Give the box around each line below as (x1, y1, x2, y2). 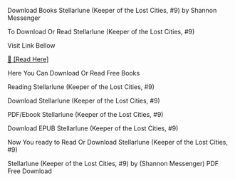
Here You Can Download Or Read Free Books (7, 69, 140, 77)
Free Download (7, 167, 52, 175)
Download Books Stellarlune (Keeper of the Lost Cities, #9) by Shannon (7, 6, 217, 14)
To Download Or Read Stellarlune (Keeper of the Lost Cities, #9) (7, 28, 195, 36)
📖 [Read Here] (7, 55, 49, 63)
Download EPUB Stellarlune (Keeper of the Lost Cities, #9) (7, 124, 179, 133)
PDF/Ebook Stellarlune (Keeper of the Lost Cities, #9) (7, 110, 164, 118)
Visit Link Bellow (7, 41, 56, 49)
